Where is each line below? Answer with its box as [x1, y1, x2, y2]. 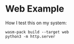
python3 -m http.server [5, 34, 56, 39]
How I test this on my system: [5, 20, 67, 26]
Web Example [5, 3, 64, 15]
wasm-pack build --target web [5, 29, 69, 34]
